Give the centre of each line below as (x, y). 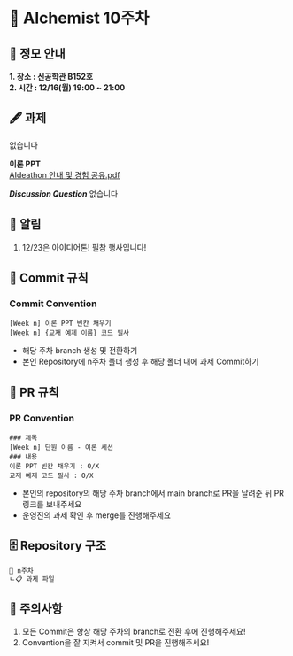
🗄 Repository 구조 (58, 546)
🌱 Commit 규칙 (49, 278)
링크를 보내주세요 (52, 504)
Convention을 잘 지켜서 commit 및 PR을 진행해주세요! (116, 643)
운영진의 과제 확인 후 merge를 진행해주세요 (96, 515)
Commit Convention (53, 304)
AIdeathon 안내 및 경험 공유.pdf (65, 174)
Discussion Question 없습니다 (64, 193)
